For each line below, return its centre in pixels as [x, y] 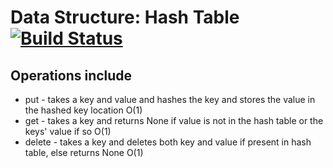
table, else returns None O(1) [84, 152]
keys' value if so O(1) [68, 131]
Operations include [71, 75]
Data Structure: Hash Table [125, 17]
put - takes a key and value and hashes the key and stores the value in [170, 99]
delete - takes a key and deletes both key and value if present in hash [168, 142]
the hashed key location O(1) [83, 110]
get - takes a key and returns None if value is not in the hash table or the [174, 120]
